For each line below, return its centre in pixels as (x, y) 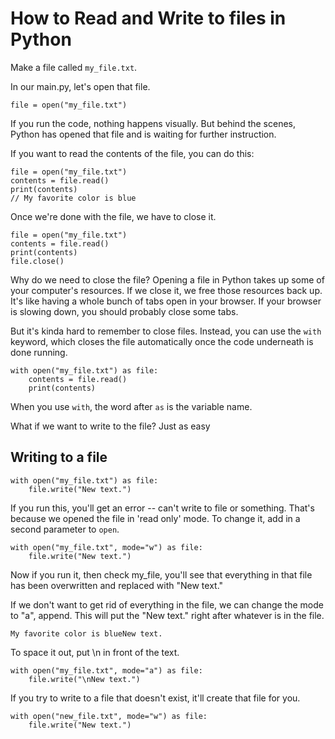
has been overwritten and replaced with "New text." (117, 585)
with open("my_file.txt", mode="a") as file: (106, 670)
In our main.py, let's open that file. (80, 86)
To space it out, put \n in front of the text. (95, 652)
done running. (39, 352)
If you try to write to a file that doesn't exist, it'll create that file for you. (155, 698)
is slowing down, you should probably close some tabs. (124, 311)
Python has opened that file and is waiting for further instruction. (143, 134)
